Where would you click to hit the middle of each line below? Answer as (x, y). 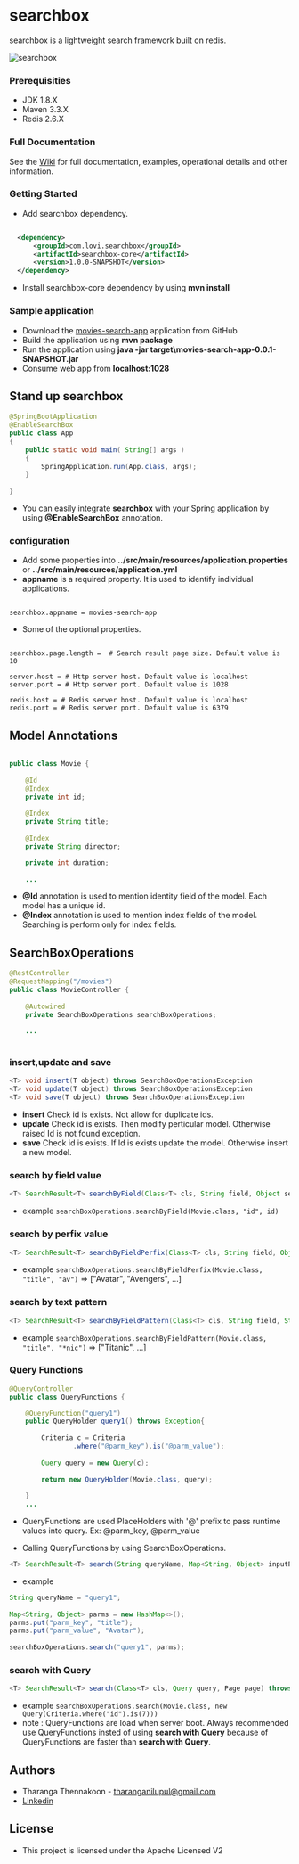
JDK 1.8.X (40, 100)
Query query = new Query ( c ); (95, 1463)
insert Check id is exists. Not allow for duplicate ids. (117, 1114)
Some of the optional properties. (81, 629)
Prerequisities (40, 80)
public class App (41, 433)
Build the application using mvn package (97, 340)
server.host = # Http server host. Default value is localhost (129, 677)
